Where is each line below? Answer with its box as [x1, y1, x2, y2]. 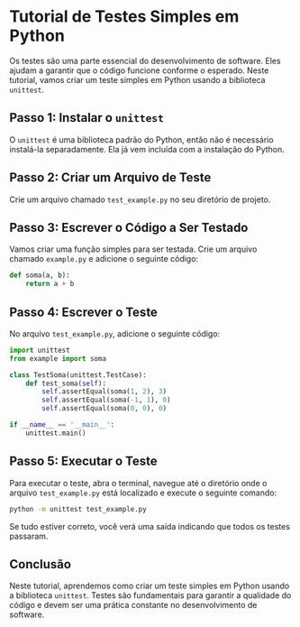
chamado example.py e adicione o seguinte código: [9, 254, 199, 264]
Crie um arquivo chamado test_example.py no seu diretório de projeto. [9, 194, 271, 205]
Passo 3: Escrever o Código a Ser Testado [9, 219, 249, 235]
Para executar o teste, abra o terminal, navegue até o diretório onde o [9, 477, 268, 488]
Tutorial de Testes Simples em [9, 6, 240, 27]
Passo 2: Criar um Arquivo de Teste [9, 170, 212, 186]
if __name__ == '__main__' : [9, 420, 115, 429]
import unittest [9, 346, 70, 355]
